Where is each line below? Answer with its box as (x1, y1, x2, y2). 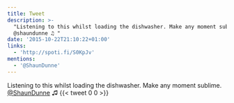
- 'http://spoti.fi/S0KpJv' (13, 49, 95, 56)
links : (7, 42, 26, 49)
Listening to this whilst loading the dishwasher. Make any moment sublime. (7, 81, 222, 89)
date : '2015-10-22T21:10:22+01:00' (7, 36, 111, 43)
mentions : (7, 56, 36, 63)
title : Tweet (7, 10, 45, 17)
